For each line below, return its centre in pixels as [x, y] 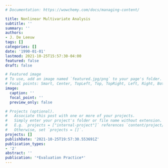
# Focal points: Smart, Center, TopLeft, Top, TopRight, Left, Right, [80, 84]
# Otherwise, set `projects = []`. [44, 130]
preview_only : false [31, 102]
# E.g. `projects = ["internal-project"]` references [64, 125]
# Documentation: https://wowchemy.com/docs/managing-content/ [72, 10]
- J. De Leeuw [20, 37]
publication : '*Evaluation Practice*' [45, 158]
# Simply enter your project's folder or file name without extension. [84, 120]
